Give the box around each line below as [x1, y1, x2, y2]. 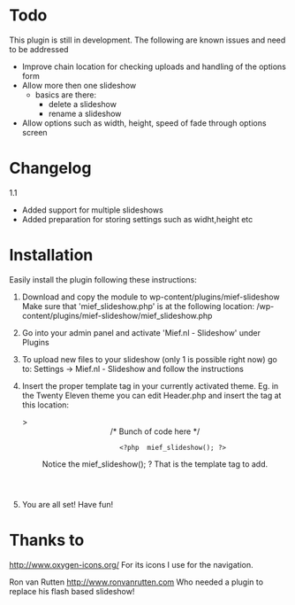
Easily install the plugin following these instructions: [9, 274, 197, 284]
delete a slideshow [48, 98, 117, 109]
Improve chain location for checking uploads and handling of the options [21, 61, 287, 72]
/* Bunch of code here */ [110, 426, 200, 437]
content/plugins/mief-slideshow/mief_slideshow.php [21, 310, 213, 321]
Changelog [9, 159, 92, 178]
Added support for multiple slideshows [21, 205, 163, 215]
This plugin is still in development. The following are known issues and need [9, 35, 286, 45]
